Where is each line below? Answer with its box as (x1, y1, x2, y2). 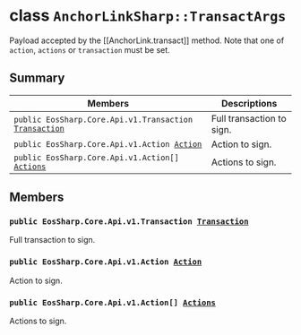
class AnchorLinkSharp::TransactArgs (9, 5, 287, 26)
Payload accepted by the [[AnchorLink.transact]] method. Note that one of (9, 35, 285, 46)
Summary (9, 71, 65, 86)
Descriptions (220, 97, 278, 109)
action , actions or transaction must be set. (9, 44, 170, 55)
